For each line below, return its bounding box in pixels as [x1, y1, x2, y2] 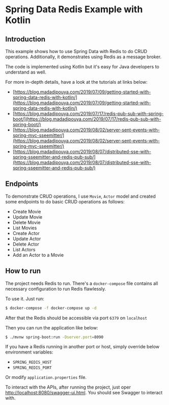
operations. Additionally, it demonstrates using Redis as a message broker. [5, 54, 162, 60]
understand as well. [5, 69, 47, 75]
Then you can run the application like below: [5, 324, 98, 330]
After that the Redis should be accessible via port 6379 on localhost [5, 315, 148, 321]
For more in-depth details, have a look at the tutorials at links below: [5, 79, 148, 85]
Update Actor [12, 235, 41, 242]
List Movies [12, 225, 37, 231]
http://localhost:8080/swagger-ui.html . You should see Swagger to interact [5, 390, 163, 396]
